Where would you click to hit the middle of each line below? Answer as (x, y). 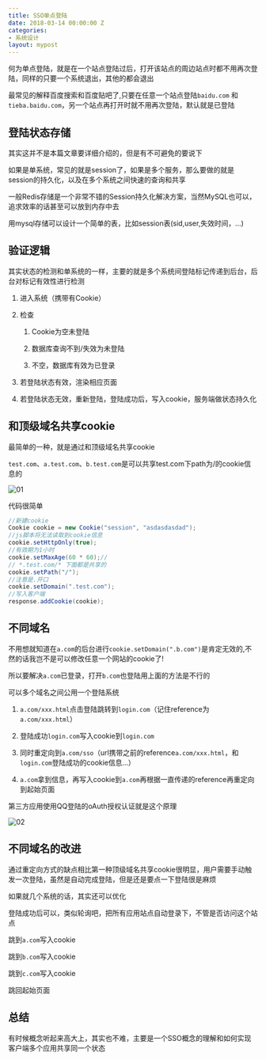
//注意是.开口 (28, 579)
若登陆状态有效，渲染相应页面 (68, 382)
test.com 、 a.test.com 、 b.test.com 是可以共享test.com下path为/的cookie (126, 463)
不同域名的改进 (45, 849)
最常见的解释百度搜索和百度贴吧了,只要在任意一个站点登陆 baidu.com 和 (123, 95)
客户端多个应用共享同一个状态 (57, 1048)
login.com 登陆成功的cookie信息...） (78, 762)
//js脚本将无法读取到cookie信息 (55, 535)
